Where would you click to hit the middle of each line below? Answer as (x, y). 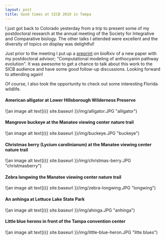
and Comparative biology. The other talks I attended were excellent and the (82, 39)
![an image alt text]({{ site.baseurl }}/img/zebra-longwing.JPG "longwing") (81, 188)
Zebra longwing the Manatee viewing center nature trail (63, 177)
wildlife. (13, 89)
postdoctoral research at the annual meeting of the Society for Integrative (80, 33)
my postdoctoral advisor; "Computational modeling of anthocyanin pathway (82, 58)
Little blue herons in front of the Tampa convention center (65, 221)
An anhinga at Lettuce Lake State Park (45, 199)
